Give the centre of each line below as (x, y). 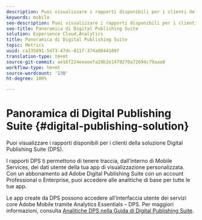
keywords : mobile (28, 17)
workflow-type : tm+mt (33, 67)
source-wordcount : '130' (37, 73)
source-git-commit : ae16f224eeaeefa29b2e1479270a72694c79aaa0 (86, 62)
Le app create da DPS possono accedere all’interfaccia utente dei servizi (96, 198)
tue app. (17, 186)
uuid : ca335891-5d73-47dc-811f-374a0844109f (63, 51)
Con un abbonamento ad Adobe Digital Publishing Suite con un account (95, 174)
